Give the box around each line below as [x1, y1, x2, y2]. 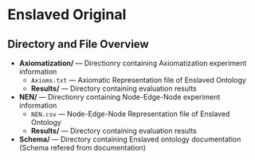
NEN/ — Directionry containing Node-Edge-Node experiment [18, 92, 221, 101]
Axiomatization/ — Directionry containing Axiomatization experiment [18, 58, 247, 68]
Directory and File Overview [7, 37, 149, 51]
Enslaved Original [7, 6, 127, 24]
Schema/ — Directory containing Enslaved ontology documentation [18, 135, 241, 144]
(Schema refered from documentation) [18, 143, 147, 152]
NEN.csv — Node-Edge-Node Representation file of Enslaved [30, 109, 230, 119]
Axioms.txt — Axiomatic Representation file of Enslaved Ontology [30, 76, 246, 84]
